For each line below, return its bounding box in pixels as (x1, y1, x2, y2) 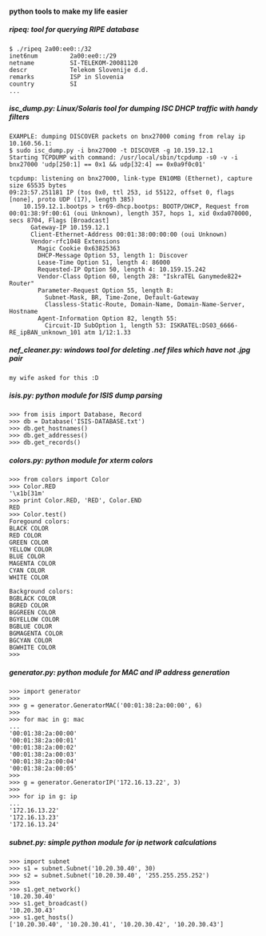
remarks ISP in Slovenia (9, 73, 125, 81)
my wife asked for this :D (9, 374, 99, 382)
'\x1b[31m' (9, 490, 46, 498)
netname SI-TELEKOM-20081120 (9, 58, 138, 67)
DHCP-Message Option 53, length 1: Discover (38, 251, 189, 259)
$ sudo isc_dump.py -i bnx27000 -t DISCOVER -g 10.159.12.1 (9, 146, 214, 154)
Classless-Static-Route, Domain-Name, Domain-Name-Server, (44, 300, 246, 308)
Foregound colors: (9, 518, 70, 526)
